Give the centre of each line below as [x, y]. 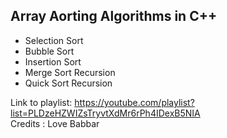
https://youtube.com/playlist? [134, 102]
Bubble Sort [49, 51]
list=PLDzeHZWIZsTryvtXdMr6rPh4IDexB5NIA [105, 113]
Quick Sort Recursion [68, 83]
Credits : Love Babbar [55, 123]
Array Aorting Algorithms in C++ [114, 16]
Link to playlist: [41, 102]
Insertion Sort [53, 61]
